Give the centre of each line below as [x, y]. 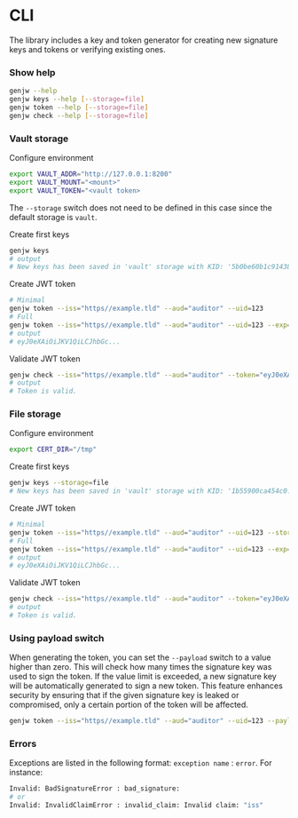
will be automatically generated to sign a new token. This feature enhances [146, 686]
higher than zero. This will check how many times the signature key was [141, 667]
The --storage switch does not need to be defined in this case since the [141, 207]
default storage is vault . [53, 217]
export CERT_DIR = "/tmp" [53, 449]
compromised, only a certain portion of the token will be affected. [129, 705]
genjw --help [33, 91]
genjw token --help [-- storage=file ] [79, 107]
